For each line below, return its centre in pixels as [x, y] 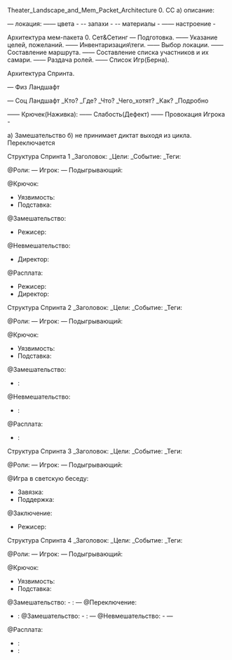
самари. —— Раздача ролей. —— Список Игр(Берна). [88, 60]
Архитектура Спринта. [41, 73]
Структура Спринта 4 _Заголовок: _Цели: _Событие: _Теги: [95, 540]
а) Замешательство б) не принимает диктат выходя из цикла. [100, 135]
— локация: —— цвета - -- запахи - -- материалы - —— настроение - [111, 24]
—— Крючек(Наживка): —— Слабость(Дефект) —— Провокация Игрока [116, 114]
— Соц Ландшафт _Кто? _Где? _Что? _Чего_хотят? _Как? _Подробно [108, 101]
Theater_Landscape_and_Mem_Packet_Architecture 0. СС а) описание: [111, 10]
